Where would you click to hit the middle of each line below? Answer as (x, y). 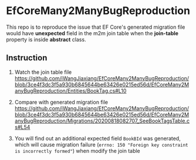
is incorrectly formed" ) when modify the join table (77, 151)
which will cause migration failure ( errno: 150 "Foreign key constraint (101, 144)
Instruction (27, 58)
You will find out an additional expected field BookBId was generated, (97, 138)
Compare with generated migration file (61, 102)
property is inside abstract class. (46, 39)
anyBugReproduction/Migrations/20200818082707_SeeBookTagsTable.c (102, 121)
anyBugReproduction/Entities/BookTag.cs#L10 (70, 91)
